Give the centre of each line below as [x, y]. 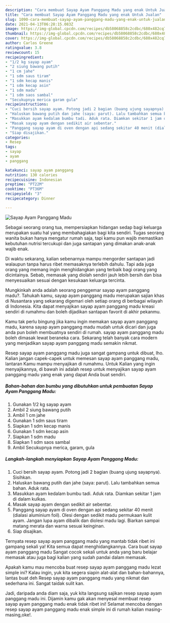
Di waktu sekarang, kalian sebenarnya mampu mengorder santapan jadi [80, 258]
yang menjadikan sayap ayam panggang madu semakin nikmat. [71, 343]
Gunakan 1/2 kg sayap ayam [42, 404]
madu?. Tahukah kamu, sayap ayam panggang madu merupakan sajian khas [85, 296]
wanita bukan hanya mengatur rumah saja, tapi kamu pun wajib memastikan [84, 238]
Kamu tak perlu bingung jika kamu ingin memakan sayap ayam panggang [81, 321]
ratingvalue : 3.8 [24, 48]
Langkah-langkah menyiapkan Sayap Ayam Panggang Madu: [72, 459]
